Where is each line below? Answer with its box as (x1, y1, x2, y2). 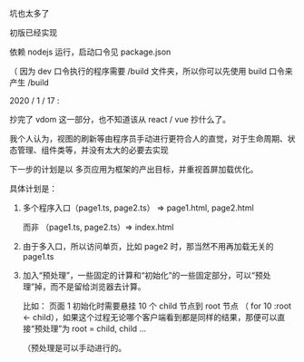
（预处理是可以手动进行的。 (22, 343, 127, 353)
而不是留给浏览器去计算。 (49, 281, 146, 292)
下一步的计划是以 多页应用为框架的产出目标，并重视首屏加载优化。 (9, 164, 259, 174)
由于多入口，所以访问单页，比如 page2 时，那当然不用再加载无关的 (22, 241, 274, 251)
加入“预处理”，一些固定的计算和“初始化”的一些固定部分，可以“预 (22, 270, 263, 280)
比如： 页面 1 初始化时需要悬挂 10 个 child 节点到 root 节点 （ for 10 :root (22, 300, 292, 311)
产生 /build (9, 77, 50, 88)
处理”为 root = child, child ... (42, 323, 147, 334)
